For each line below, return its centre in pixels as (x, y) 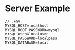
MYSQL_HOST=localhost (27, 25)
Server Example (37, 8)
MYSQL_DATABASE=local (27, 42)
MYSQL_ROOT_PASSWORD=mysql (32, 30)
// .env (13, 21)
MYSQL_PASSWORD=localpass (31, 38)
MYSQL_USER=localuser (27, 34)
